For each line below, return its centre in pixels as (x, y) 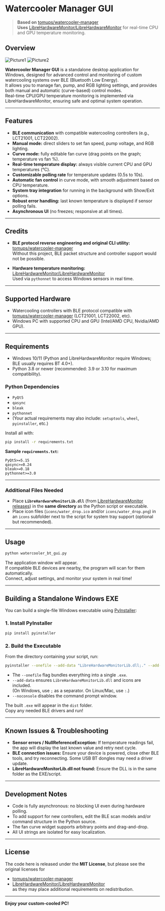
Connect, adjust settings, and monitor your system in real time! (69, 578)
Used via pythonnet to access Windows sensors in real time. (73, 279)
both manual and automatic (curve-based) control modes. (64, 90)
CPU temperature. (30, 185)
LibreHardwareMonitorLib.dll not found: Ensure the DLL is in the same (84, 769)
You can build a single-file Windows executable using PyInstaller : (71, 610)
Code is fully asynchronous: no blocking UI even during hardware (78, 806)
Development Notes (36, 794)
